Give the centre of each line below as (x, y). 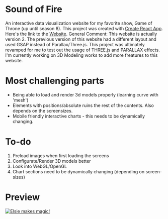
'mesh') (20, 100)
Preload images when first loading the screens (61, 155)
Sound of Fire (34, 9)
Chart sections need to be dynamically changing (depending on (78, 171)
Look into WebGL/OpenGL (39, 166)
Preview (23, 197)
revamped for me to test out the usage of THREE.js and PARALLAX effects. (82, 50)
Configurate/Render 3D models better (52, 161)
